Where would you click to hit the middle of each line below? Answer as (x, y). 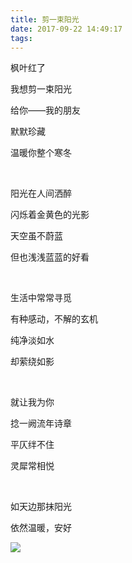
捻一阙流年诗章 (41, 423)
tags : (21, 38)
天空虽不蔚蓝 (36, 236)
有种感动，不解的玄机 (54, 319)
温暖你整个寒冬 (41, 153)
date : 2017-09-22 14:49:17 (66, 29)
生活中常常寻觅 (41, 298)
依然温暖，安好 (41, 528)
